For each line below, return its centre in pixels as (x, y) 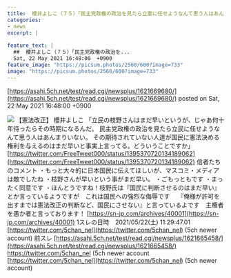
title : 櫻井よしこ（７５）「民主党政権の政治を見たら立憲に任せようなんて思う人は (110, 13)
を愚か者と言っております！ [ (48, 213)
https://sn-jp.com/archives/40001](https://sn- (154, 213)
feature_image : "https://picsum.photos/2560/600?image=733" (96, 65)
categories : (24, 20)
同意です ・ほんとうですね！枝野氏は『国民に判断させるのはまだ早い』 (120, 188)
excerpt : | (23, 33)
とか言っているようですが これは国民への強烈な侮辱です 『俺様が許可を (114, 196)
